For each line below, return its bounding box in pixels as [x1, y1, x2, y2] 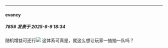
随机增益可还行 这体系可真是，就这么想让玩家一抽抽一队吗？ [5, 37, 134, 43]
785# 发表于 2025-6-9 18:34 [5, 23, 66, 30]
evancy [5, 11, 21, 17]
